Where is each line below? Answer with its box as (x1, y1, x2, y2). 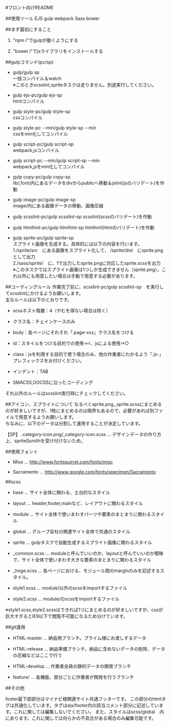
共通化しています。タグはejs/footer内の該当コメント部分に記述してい (14, 702, 159, 708)
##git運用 (5, 624, 26, 630)
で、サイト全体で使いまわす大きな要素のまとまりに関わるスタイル (12, 557, 152, 563)
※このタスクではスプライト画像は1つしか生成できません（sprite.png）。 (12, 266, 162, 272)
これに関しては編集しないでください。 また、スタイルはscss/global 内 (13, 709, 164, 715)
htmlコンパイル (12, 98, 45, 104)
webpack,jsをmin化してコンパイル (12, 164, 85, 169)
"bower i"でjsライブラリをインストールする (12, 48, 104, 54)
